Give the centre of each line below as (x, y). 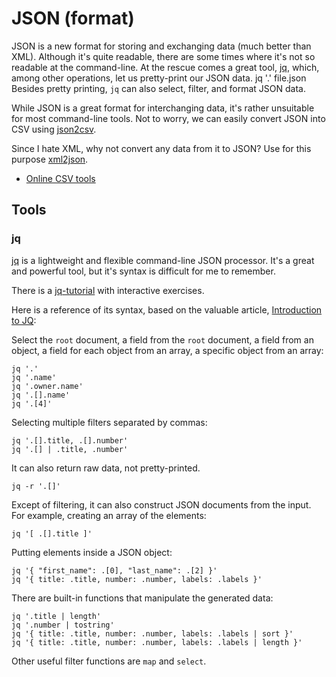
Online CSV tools (60, 178)
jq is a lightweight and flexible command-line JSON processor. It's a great (163, 260)
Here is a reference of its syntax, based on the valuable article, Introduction (167, 309)
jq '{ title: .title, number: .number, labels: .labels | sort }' (152, 633)
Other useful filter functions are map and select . (109, 661)
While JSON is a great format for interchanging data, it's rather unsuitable (163, 108)
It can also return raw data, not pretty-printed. (106, 468)
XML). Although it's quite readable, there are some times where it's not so (163, 56)
